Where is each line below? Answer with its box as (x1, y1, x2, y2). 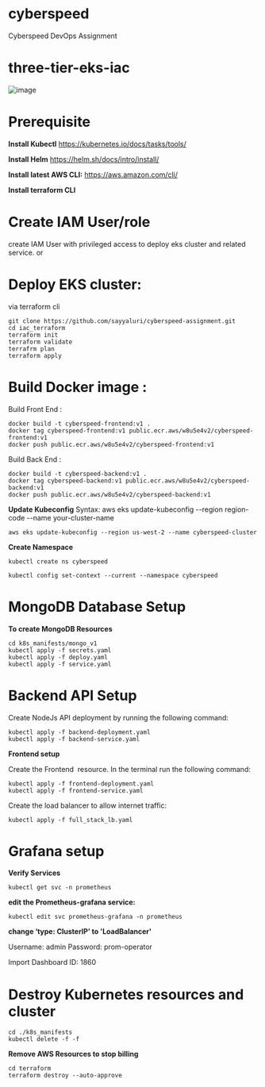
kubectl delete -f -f (8, 1035, 80, 1043)
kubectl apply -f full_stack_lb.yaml (8, 816, 133, 824)
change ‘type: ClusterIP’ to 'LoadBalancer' (8, 927, 152, 936)
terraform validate (8, 338, 73, 346)
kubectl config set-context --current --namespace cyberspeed (8, 571, 218, 579)
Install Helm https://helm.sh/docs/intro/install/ (8, 154, 159, 163)
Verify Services (8, 868, 61, 878)
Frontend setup (8, 749, 60, 759)
